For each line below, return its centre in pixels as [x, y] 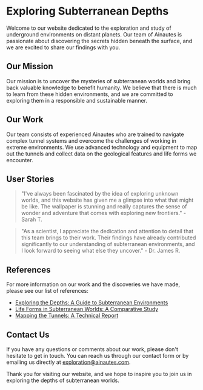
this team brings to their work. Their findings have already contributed [108, 238]
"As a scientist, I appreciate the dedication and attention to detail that [107, 231]
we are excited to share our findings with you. [63, 47]
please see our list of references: [48, 291]
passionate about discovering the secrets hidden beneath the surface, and [99, 41]
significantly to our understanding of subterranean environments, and [108, 244]
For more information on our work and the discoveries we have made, [93, 284]
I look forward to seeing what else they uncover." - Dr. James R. [101, 251]
